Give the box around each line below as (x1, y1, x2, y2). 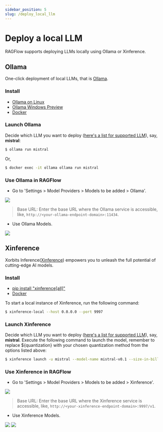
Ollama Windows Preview (12, 104, 63, 110)
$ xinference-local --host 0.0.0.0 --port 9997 (5, 309, 103, 314)
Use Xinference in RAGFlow (5, 368, 71, 375)
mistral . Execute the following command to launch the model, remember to (5, 337, 155, 343)
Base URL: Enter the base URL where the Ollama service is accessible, (16, 206, 158, 212)
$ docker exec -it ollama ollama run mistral (5, 165, 98, 170)
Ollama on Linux (12, 99, 45, 105)
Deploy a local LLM (5, 33, 82, 44)
